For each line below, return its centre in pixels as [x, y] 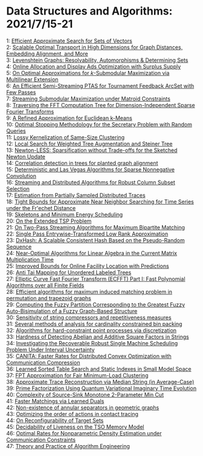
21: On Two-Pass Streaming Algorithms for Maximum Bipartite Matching [96, 227]
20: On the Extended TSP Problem [49, 221]
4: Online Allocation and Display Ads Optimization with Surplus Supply [94, 66]
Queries [16, 131]
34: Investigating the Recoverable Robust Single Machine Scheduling [92, 343]
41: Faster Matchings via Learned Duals [55, 401]
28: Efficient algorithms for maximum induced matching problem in [89, 291]
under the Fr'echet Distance [41, 208]
